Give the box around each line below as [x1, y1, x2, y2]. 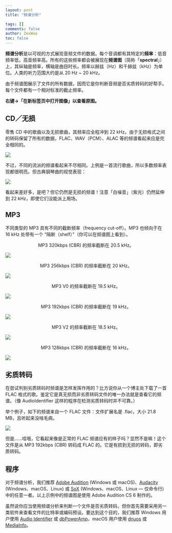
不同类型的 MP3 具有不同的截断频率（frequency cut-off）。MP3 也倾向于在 [5, 225, 162, 231]
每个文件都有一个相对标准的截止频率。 [5, 87, 86, 93]
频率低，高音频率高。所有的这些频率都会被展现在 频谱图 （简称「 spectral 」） [5, 57, 165, 63]
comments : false [5, 26, 40, 31]
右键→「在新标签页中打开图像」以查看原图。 [5, 98, 100, 104]
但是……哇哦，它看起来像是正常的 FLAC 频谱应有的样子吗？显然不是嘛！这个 [5, 436, 166, 442]
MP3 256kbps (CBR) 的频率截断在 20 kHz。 [40, 262, 132, 269]
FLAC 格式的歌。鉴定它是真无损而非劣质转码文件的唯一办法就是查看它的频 [5, 391, 162, 397]
